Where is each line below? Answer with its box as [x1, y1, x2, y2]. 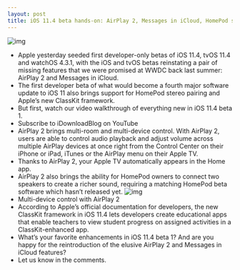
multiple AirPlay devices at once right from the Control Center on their [17, 141, 224, 150]
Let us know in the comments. [17, 255, 107, 264]
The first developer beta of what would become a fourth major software [17, 81, 229, 89]
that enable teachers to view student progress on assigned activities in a [17, 217, 231, 226]
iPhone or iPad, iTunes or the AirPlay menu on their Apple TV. [17, 149, 199, 158]
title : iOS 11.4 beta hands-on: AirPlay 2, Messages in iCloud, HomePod [7, 17, 229, 24]
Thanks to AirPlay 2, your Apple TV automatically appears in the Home [17, 156, 226, 165]
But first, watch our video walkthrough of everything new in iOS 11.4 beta [17, 104, 233, 112]
